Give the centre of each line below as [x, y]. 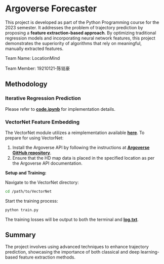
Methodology [26, 84]
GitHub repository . [32, 153]
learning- [150, 252]
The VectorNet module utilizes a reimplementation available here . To [75, 132]
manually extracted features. [34, 48]
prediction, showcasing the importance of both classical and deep [72, 252]
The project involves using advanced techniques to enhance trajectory [77, 247]
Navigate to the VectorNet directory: [42, 182]
